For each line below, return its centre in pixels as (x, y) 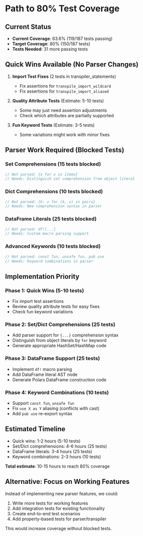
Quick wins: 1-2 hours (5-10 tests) (46, 441)
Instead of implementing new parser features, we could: (62, 494)
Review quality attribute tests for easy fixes (56, 306)
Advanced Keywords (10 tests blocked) (53, 246)
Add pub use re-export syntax (42, 413)
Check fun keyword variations (43, 312)
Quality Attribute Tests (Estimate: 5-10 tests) (58, 100)
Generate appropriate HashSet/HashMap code (59, 346)
